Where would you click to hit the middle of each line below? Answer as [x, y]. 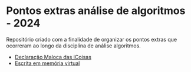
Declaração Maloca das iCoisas [53, 57]
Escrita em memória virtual [47, 63]
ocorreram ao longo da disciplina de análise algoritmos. [74, 46]
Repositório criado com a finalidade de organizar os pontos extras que [92, 39]
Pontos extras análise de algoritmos [96, 11]
